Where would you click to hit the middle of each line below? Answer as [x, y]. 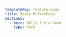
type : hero [25, 27]
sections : [15, 18]
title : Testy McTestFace [30, 14]
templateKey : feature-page [32, 9]
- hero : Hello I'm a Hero [35, 23]
